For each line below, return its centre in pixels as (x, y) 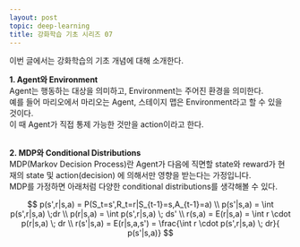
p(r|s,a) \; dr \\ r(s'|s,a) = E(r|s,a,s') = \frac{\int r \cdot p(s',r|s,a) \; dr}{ (150, 224)
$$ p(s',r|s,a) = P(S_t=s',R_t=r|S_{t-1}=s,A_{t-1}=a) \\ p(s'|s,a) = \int (150, 204)
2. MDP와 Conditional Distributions (75, 153)
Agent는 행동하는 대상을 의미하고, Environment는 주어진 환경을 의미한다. (137, 91)
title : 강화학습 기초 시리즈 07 (61, 34)
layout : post (34, 17)
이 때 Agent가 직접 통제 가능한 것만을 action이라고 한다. (107, 124)
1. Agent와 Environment (54, 80)
